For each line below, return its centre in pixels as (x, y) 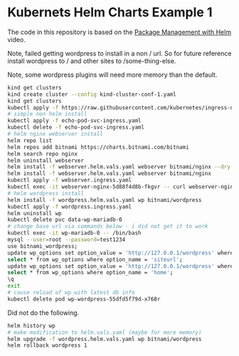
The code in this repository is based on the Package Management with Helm (119, 32)
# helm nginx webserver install (55, 134)
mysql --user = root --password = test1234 (67, 240)
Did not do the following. (43, 313)
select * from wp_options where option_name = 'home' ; (90, 273)
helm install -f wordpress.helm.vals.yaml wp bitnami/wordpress (105, 200)
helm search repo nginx (43, 153)
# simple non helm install (47, 114)
